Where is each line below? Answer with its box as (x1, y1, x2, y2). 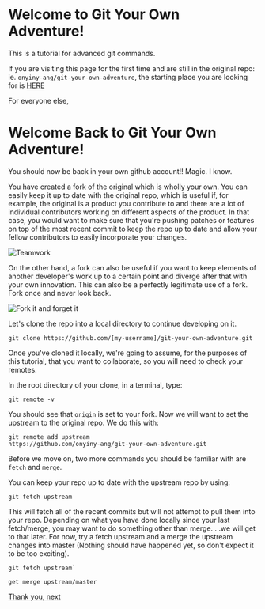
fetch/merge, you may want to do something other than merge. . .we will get (8, 524, 256, 533)
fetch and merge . (8, 462, 62, 471)
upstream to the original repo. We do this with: (8, 418, 160, 427)
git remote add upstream (8, 433, 90, 441)
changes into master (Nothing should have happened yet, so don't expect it (8, 540, 255, 550)
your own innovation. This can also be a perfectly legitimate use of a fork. (8, 279, 248, 289)
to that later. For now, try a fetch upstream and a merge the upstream (8, 531, 233, 541)
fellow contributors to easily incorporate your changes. (8, 232, 187, 242)
